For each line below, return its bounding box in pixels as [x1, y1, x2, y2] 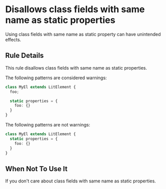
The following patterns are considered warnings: [5, 75, 107, 81]
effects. [5, 37, 21, 43]
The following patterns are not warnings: [5, 122, 90, 128]
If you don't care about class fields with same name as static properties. [5, 178, 156, 184]
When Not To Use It [5, 164, 68, 173]
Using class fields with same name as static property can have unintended [5, 31, 161, 37]
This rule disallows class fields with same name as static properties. [5, 65, 147, 71]
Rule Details [5, 51, 44, 60]
